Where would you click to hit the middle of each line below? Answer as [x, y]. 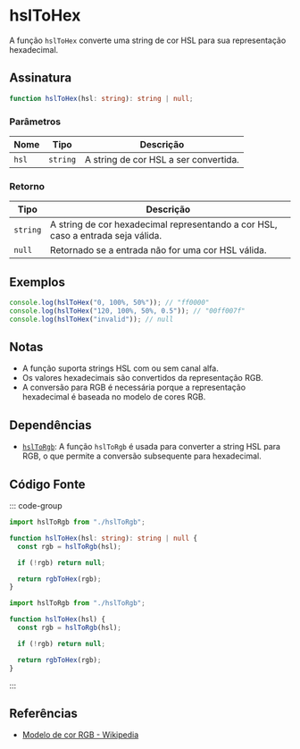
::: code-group [36, 506]
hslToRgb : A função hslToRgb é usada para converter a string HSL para [151, 447]
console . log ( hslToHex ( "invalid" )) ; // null [92, 319]
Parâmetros [35, 122]
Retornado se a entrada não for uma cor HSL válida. [158, 250]
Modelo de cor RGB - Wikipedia [80, 735]
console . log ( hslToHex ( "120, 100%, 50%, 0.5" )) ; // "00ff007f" [127, 311]
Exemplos [37, 282]
